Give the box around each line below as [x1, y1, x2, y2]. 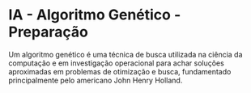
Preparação [8, 23, 89, 41]
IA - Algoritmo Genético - [8, 6, 181, 24]
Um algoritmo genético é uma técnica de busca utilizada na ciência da [8, 49, 243, 59]
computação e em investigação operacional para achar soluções [8, 58, 224, 68]
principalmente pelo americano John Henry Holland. [8, 75, 183, 85]
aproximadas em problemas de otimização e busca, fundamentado [8, 66, 232, 76]
